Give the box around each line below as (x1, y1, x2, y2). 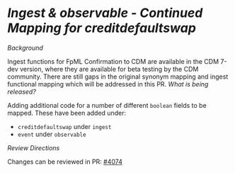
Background (7, 43, 44, 52)
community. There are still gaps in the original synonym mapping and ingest (7, 72, 229, 81)
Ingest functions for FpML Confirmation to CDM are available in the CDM (7, 57, 219, 65)
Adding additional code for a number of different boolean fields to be (7, 101, 207, 109)
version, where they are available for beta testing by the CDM (20, 65, 199, 73)
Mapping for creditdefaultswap (7, 20, 197, 36)
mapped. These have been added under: (7, 108, 126, 117)
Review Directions (7, 143, 60, 152)
